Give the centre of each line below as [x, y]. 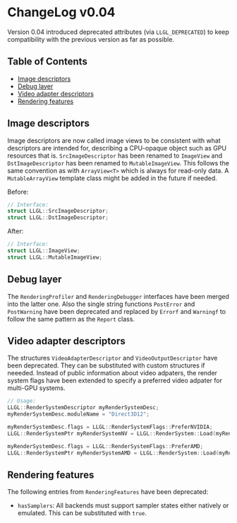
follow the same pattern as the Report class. [71, 319]
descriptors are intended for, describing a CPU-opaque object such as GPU [117, 148]
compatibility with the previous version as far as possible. [91, 39]
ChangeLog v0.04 [61, 12]
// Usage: [22, 401]
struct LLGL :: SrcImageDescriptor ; [58, 211]
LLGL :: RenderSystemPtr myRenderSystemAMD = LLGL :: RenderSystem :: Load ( [113, 453]
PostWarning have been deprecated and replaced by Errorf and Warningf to [117, 311]
